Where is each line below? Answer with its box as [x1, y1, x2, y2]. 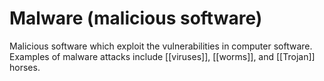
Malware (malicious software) [9, 7, 263, 30]
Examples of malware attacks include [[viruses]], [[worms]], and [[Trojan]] [9, 50, 316, 62]
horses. [9, 61, 41, 73]
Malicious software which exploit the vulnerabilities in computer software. [9, 40, 313, 52]
